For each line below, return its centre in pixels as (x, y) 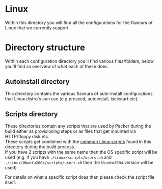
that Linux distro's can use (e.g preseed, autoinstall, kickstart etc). (72, 98)
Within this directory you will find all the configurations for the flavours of (79, 23)
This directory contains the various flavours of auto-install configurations (79, 94)
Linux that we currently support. (38, 27)
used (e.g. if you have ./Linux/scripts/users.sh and (58, 157)
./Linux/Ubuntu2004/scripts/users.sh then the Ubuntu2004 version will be (79, 162)
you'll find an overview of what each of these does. (57, 66)
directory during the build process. (40, 147)
